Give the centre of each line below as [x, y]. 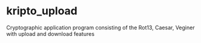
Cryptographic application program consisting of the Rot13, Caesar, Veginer [100, 27]
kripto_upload [42, 11]
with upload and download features [51, 33]
